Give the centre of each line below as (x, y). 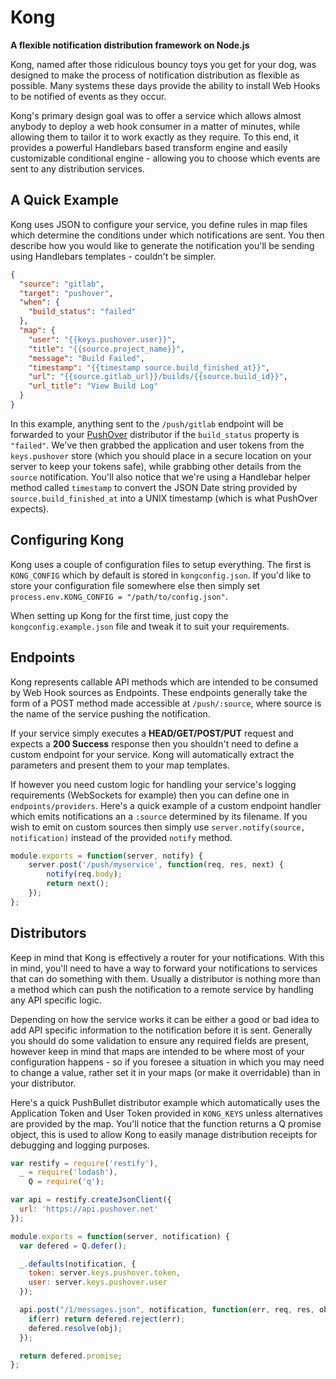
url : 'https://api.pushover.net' (89, 1209)
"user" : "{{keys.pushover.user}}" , (102, 339)
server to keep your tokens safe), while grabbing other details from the (156, 466)
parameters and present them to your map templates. (120, 765)
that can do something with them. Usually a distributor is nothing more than (165, 978)
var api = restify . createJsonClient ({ (91, 1200)
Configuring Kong (67, 540)
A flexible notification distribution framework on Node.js (130, 45)
